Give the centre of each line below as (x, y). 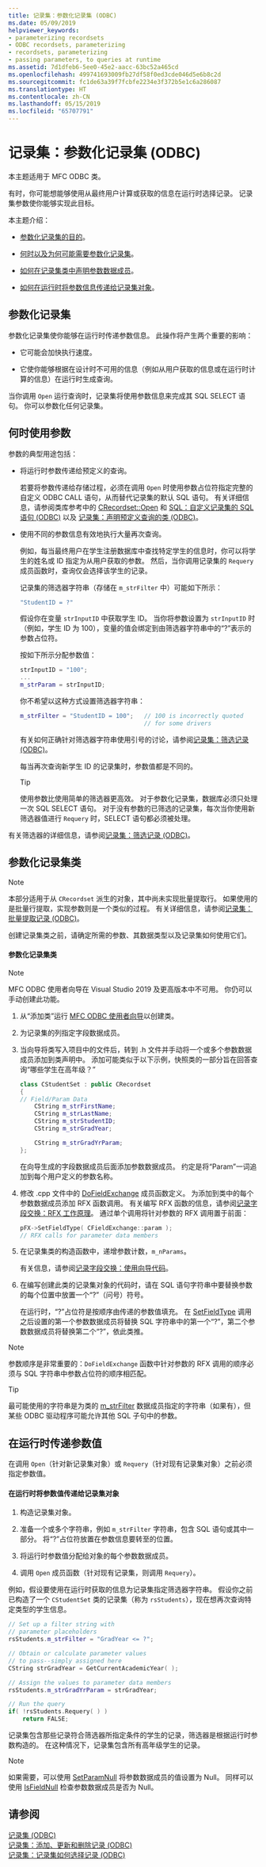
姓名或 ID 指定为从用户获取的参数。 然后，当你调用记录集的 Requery (144, 560)
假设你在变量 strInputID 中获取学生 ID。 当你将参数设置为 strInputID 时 (137, 618)
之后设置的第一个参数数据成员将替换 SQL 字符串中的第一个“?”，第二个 (134, 1322)
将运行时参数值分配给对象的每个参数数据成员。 (96, 1556)
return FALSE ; (46, 1719)
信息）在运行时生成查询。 (75, 379)
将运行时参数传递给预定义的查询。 (75, 470)
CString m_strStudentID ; (75, 1121)
